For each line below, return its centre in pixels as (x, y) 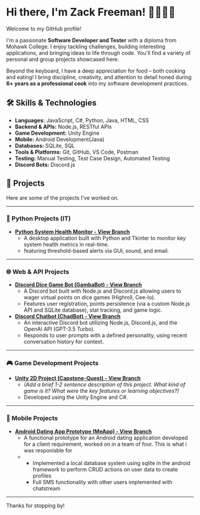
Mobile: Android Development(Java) (60, 139)
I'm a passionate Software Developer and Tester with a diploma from (91, 40)
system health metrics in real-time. (66, 244)
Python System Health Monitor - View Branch (72, 231)
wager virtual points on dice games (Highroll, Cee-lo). (90, 297)
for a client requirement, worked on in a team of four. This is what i (105, 444)
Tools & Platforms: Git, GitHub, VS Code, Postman (76, 152)
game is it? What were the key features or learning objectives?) (101, 391)
